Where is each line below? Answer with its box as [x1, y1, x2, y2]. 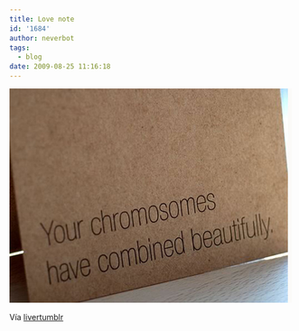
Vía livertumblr [9, 312, 64, 322]
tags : [9, 43, 30, 52]
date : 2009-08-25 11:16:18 [9, 62, 111, 71]
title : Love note [9, 14, 75, 23]
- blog [17, 52, 42, 62]
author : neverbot [9, 33, 75, 42]
